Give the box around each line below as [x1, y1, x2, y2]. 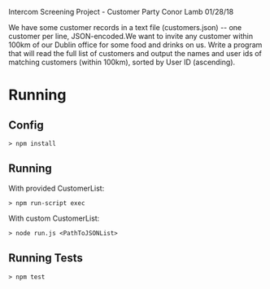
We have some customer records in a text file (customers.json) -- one [8, 23, 242, 32]
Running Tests [8, 252, 83, 265]
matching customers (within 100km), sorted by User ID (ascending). [8, 57, 236, 67]
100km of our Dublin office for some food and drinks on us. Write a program [8, 40, 263, 50]
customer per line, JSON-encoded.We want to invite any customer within [8, 32, 254, 41]
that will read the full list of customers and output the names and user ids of [8, 49, 263, 58]
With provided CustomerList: [8, 183, 105, 193]
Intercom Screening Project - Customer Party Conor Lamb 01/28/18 [8, 7, 234, 16]
